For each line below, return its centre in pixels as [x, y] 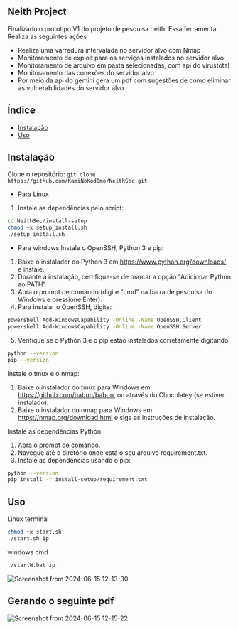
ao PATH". [32, 284]
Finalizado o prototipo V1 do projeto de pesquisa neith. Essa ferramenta [112, 28]
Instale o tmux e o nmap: [43, 373]
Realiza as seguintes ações [47, 36]
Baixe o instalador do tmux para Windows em [84, 387]
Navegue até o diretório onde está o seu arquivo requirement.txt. [113, 452]
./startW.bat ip [31, 565]
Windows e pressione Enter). [60, 300]
